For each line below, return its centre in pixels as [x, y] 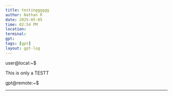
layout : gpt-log [23, 48]
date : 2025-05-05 [24, 20]
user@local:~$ [21, 63]
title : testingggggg [28, 10]
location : [16, 29]
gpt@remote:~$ [22, 83]
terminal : [16, 34]
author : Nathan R [24, 15]
